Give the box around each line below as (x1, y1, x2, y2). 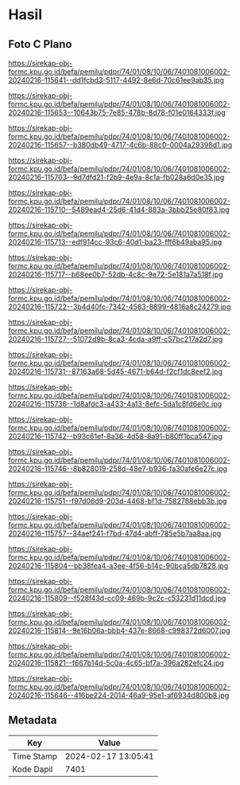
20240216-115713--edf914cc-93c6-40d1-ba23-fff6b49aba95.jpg (8, 237, 223, 246)
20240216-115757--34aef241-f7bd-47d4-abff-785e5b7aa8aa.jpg (8, 528, 222, 538)
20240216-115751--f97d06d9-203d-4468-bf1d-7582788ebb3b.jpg (8, 497, 227, 505)
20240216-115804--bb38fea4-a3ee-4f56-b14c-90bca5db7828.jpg (8, 561, 229, 571)
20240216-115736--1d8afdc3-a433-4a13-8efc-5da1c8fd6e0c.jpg (8, 399, 223, 408)
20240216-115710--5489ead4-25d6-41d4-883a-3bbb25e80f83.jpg (8, 205, 230, 214)
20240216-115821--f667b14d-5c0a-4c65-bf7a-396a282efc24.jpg (8, 658, 224, 667)
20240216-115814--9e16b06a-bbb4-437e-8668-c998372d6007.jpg (8, 626, 230, 635)
